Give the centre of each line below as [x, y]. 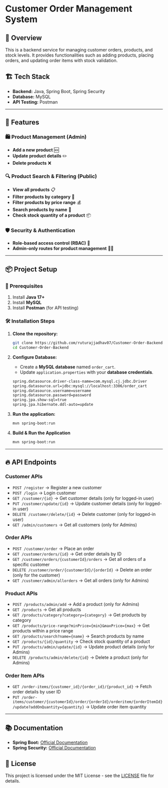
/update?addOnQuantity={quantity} [48, 707]
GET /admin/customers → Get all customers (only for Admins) [75, 525]
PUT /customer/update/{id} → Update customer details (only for [78, 503]
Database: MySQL [31, 97]
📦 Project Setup [31, 269]
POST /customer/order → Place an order [53, 548]
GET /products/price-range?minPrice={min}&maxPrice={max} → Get [81, 625]
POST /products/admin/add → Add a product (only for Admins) [76, 604]
